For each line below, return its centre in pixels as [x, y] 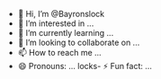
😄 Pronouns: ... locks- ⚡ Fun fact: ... [85, 66]
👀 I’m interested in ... [56, 23]
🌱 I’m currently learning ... [66, 33]
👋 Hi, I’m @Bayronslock [61, 14]
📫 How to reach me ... [59, 53]
